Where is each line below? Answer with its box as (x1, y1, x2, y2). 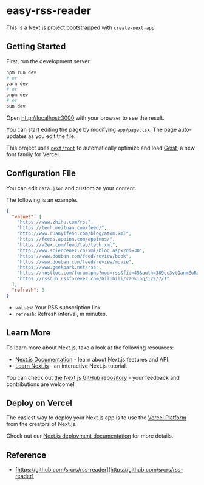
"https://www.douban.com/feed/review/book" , (17, 253, 132, 259)
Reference (6, 450, 47, 460)
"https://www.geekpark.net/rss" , (17, 264, 102, 270)
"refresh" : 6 (12, 287, 45, 293)
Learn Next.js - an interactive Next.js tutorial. (15, 362, 127, 370)
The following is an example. (6, 196, 78, 204)
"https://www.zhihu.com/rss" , (17, 219, 94, 225)
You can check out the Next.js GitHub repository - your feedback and (6, 374, 180, 381)
